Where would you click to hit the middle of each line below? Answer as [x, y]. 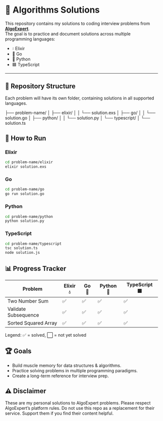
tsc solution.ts [21, 248]
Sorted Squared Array [32, 323]
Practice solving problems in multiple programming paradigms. [75, 370]
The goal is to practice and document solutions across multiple [68, 34]
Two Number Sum [28, 301]
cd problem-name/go [25, 190]
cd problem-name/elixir [29, 162]
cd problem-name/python [29, 216]
